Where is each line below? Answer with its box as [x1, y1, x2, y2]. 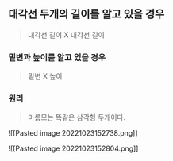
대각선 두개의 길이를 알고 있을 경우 [8, 7, 165, 21]
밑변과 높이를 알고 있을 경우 [8, 52, 106, 63]
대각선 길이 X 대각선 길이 [27, 30, 105, 40]
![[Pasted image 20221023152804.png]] [8, 144, 139, 153]
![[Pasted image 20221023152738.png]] [8, 128, 138, 138]
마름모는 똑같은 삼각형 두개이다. [27, 113, 125, 122]
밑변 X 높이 [27, 71, 63, 81]
